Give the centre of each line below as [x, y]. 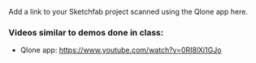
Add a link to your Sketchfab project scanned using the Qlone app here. [128, 12]
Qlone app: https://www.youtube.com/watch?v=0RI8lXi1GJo [121, 50]
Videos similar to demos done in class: [86, 32]
